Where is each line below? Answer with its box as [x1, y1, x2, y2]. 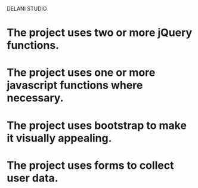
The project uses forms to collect [7, 158, 174, 172]
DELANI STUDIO [7, 5, 47, 12]
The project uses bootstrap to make [7, 119, 187, 132]
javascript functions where [7, 79, 143, 92]
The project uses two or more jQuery [7, 26, 193, 39]
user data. [7, 171, 58, 184]
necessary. [7, 91, 64, 105]
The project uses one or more [7, 66, 156, 79]
